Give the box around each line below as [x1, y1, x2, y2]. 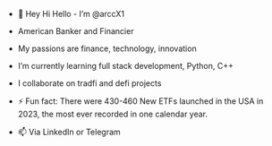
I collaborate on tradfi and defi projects [17, 78, 162, 89]
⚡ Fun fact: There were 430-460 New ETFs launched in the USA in [17, 96, 264, 107]
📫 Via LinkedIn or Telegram [17, 126, 121, 137]
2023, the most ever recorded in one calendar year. [17, 108, 208, 119]
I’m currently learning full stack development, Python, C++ [17, 61, 234, 71]
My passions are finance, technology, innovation [17, 43, 197, 54]
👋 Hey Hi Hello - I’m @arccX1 [17, 9, 125, 19]
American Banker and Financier [17, 26, 134, 36]
